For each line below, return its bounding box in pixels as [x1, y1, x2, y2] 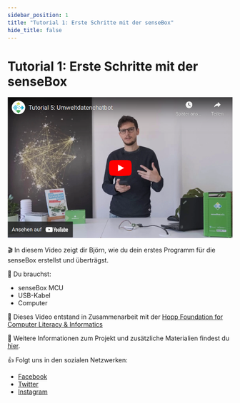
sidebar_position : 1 [7, 11, 69, 19]
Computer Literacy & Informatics [7, 320, 104, 328]
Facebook [17, 372, 48, 381]
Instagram [17, 387, 48, 396]
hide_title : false [7, 26, 62, 34]
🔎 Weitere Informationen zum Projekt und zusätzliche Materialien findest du [7, 334, 230, 342]
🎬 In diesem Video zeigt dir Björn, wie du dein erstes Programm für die [7, 245, 216, 254]
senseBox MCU [17, 283, 64, 292]
